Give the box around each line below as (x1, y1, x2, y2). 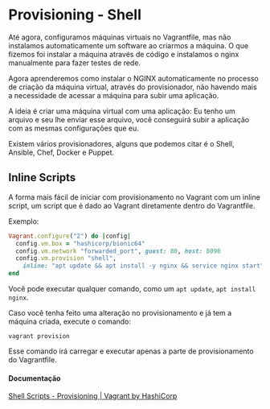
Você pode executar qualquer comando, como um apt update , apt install (8, 284, 256, 293)
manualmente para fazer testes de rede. (8, 58, 141, 68)
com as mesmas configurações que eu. (8, 123, 139, 133)
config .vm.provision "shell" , (15, 254, 117, 262)
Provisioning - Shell (8, 6, 142, 24)
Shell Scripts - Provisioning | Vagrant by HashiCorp (8, 391, 178, 401)
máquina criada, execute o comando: (8, 316, 131, 326)
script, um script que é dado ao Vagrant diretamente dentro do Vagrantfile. (8, 200, 256, 210)
